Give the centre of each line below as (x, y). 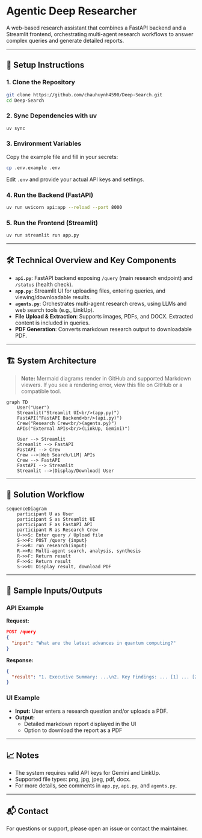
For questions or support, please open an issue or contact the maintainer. (97, 828)
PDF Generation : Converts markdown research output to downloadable (103, 329)
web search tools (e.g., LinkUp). (54, 310)
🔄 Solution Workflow (45, 495)
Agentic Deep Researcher (72, 11)
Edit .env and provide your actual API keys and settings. (75, 179)
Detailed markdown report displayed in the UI (80, 724)
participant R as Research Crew (57, 530)
